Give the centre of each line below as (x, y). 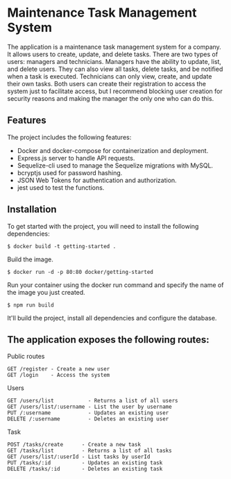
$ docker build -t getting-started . (62, 246)
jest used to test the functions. (61, 187)
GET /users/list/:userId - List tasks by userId (79, 457)
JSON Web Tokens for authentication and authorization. (97, 180)
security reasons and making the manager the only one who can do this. (111, 98)
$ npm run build (31, 305)
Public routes (26, 357)
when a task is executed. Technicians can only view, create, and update (110, 76)
